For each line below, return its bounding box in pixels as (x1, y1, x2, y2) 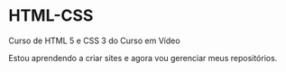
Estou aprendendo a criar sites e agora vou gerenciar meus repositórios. (8, 52, 278, 63)
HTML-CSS (8, 5, 94, 26)
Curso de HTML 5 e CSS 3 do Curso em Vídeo (8, 35, 181, 46)
